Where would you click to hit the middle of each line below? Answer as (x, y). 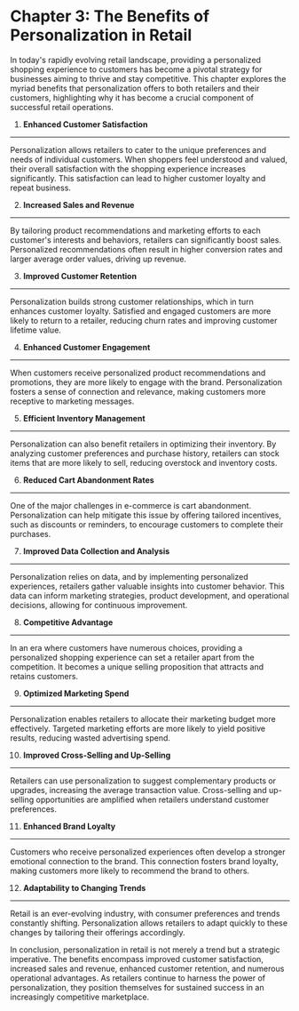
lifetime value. (35, 330)
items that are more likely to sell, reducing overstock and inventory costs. (144, 462)
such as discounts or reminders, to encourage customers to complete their (147, 524)
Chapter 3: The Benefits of (110, 16)
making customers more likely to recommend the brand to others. (130, 871)
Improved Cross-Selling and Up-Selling (97, 755)
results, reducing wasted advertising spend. (90, 738)
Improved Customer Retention (79, 276)
